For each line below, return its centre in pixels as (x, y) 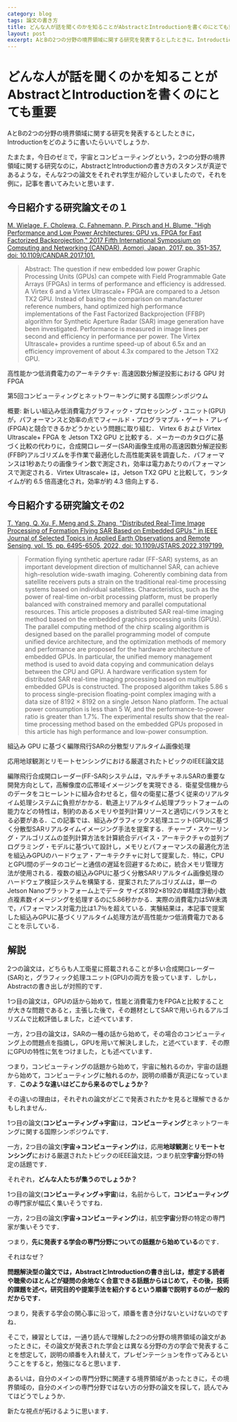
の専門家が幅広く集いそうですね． (57, 1203)
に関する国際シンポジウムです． (66, 1132)
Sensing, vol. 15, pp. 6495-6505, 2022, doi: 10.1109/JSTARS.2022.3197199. (116, 545)
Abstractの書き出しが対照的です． (57, 986)
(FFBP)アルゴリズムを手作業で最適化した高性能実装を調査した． (101, 455)
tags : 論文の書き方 (33, 20)
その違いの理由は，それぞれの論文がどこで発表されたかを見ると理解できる (115, 1099)
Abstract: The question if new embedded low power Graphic (113, 269)
